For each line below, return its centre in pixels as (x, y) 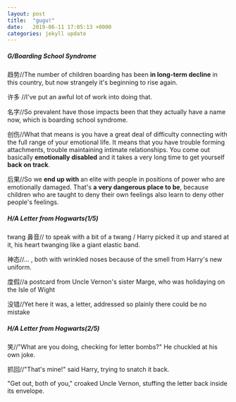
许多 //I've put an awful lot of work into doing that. (80, 97)
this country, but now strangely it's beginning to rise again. (93, 82)
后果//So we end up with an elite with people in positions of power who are (116, 180)
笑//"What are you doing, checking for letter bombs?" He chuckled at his (113, 347)
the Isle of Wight (31, 290)
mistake (19, 312)
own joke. (21, 355)
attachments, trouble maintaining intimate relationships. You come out (108, 150)
